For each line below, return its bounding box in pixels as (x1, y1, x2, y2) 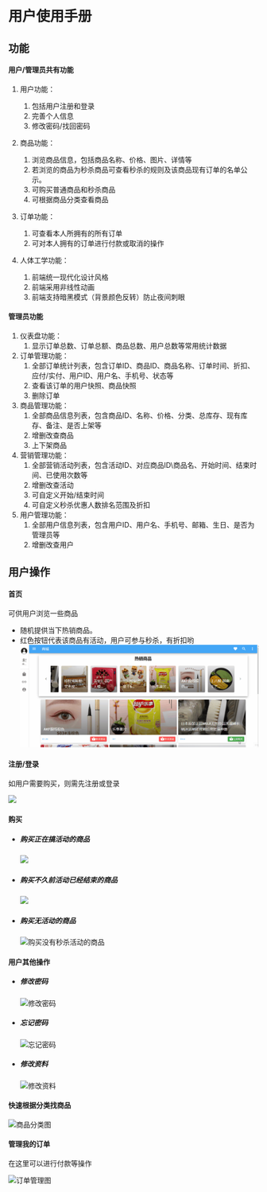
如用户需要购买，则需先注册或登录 (8, 778, 120, 788)
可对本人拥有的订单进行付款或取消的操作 (31, 238, 164, 247)
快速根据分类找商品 (8, 1100, 72, 1110)
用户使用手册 (8, 7, 93, 25)
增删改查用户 (31, 540, 74, 549)
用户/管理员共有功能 (8, 65, 74, 75)
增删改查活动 (31, 480, 74, 489)
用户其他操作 (8, 956, 50, 967)
